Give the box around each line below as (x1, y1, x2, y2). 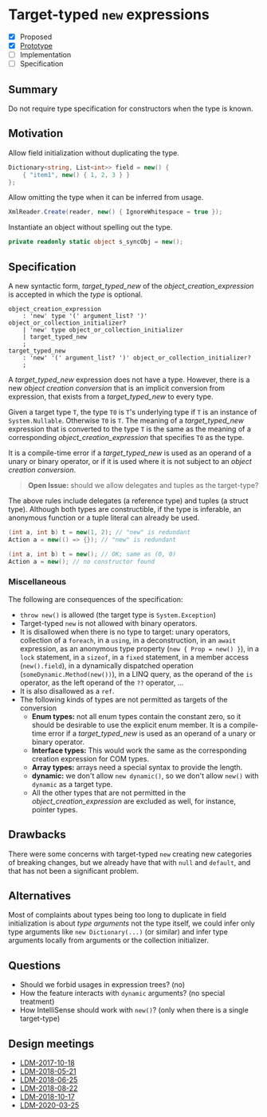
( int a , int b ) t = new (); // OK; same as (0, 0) (8, 550, 177, 558)
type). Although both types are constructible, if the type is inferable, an (8, 505, 241, 513)
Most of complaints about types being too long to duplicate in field (8, 911, 227, 920)
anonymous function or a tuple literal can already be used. (8, 513, 200, 522)
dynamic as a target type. (31, 779, 113, 789)
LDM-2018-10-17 (19, 1092, 76, 1102)
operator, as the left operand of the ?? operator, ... (19, 678, 184, 687)
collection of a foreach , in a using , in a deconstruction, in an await (19, 635, 237, 645)
